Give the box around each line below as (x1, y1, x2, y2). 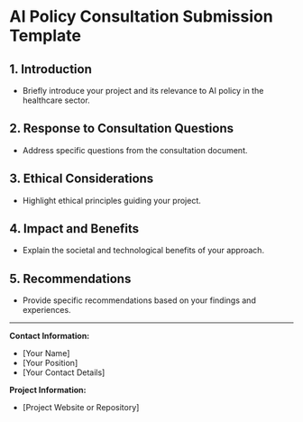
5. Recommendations (9, 271, 132, 286)
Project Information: (9, 385, 87, 396)
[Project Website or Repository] (22, 402, 140, 413)
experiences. (22, 305, 71, 316)
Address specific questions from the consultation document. (22, 144, 248, 155)
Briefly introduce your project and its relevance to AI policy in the (22, 86, 264, 96)
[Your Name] (22, 348, 70, 359)
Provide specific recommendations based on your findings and (22, 295, 257, 306)
